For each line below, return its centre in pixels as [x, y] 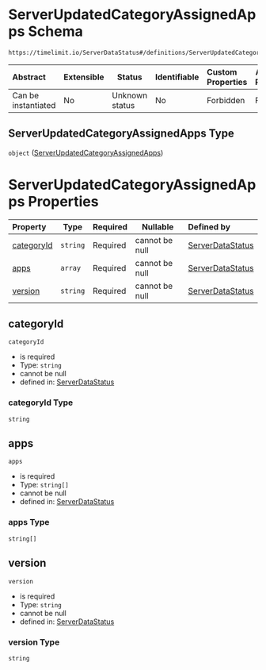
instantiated [34, 105]
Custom [222, 71]
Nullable [158, 226]
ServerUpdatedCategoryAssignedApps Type [122, 134]
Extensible [84, 77]
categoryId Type [41, 402]
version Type [34, 642]
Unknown [130, 95]
